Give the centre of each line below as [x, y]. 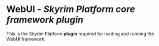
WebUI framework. [26, 39]
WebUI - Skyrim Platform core [71, 9]
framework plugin [45, 20]
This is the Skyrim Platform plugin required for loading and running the [80, 33]
